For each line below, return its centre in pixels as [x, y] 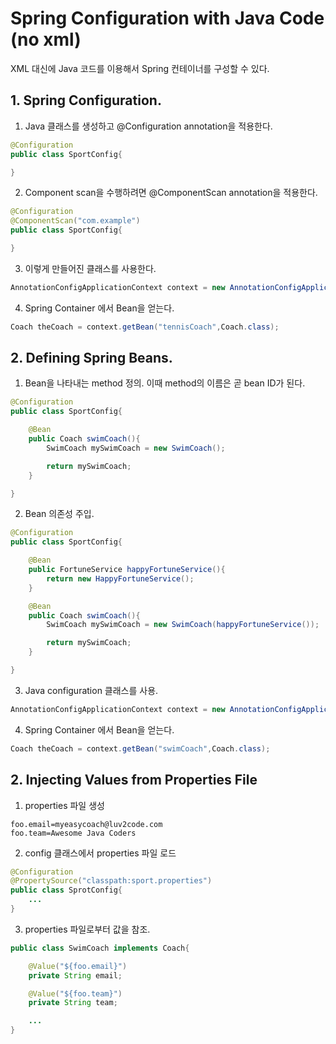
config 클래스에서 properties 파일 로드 [100, 853]
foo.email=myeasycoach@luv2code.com [86, 824]
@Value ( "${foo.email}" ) [78, 966]
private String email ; [75, 975]
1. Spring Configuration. [86, 100]
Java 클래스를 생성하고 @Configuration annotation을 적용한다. [148, 126]
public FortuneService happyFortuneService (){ [127, 570]
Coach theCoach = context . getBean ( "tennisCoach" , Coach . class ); [145, 327]
